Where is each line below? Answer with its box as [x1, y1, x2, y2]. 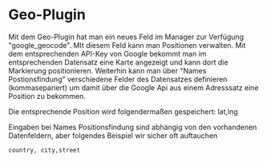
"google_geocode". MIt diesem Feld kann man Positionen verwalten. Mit [8, 40, 246, 49]
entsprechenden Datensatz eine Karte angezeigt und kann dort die [8, 57, 229, 67]
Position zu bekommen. [8, 91, 87, 101]
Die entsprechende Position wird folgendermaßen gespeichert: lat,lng [8, 106, 238, 117]
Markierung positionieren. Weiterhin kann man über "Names [8, 65, 207, 75]
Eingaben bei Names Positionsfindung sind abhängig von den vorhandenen [8, 122, 257, 132]
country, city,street [8, 146, 81, 154]
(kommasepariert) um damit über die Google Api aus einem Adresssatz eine [8, 82, 259, 93]
